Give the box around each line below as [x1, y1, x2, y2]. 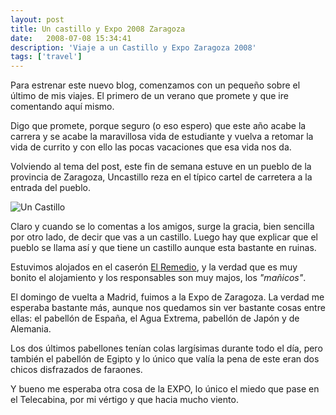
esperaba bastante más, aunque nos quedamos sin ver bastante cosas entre [10, 302, 326, 314]
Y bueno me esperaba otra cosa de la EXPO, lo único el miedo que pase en [10, 383, 320, 395]
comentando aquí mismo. [10, 101, 115, 113]
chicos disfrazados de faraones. [10, 364, 143, 376]
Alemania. [10, 323, 52, 335]
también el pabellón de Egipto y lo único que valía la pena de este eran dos [10, 353, 320, 365]
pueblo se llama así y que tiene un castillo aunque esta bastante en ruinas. [10, 242, 317, 254]
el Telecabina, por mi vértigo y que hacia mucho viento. [10, 394, 239, 406]
